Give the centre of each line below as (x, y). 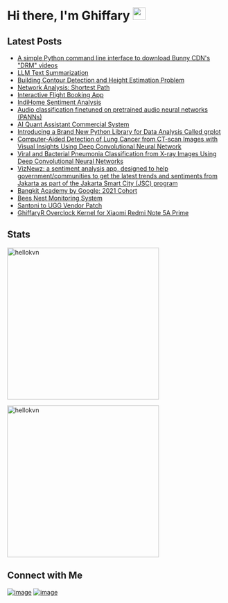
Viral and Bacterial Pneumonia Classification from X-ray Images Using (117, 154)
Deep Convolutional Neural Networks (70, 161)
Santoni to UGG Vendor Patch (60, 205)
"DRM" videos (37, 65)
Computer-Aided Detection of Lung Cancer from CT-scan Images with (117, 139)
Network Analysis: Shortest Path (63, 87)
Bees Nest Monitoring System (60, 198)
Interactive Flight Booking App (60, 95)
